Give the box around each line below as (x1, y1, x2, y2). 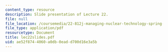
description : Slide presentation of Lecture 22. (5, 12, 108, 17)
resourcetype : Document (5, 30, 55, 35)
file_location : (5, 21, 37, 26)
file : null (5, 16, 28, 21)
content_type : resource (5, 7, 55, 12)
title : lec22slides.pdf (5, 35, 55, 40)
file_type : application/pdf (5, 26, 64, 31)
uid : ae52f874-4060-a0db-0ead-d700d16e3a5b (5, 40, 97, 45)
